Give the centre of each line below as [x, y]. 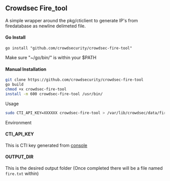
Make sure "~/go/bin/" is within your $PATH [51, 58]
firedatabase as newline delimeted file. [46, 26]
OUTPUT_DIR [19, 157]
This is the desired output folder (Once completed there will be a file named [84, 168]
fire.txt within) [22, 173]
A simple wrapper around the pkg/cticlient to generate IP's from [72, 20]
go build [14, 85]
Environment [18, 122]
